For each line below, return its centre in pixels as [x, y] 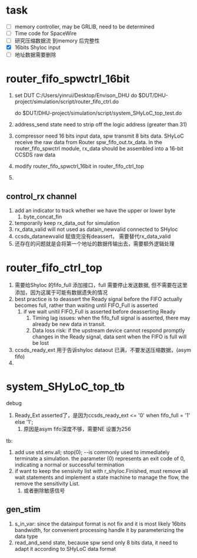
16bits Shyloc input [37, 47]
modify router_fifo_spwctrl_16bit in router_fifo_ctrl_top [79, 167]
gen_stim [24, 509]
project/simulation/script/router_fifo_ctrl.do [67, 102]
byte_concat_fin [43, 217]
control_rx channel [41, 196]
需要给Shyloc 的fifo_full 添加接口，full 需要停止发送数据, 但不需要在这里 [101, 285]
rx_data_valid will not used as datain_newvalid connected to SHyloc [96, 229]
